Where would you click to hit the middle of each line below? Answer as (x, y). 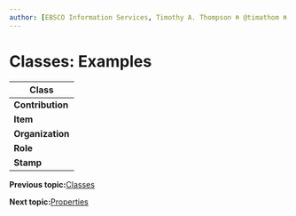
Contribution (41, 105)
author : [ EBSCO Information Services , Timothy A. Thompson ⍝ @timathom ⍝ (148, 17)
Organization (42, 133)
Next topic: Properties (49, 202)
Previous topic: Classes (52, 184)
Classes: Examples (81, 61)
